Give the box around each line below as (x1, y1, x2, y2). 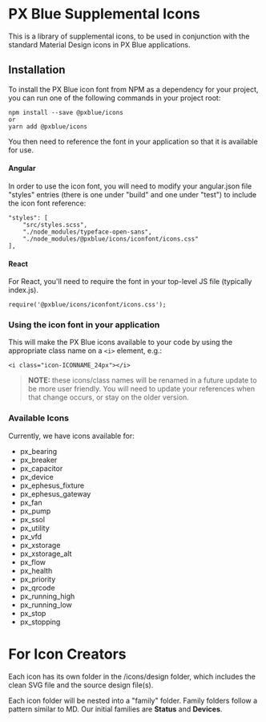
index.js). (8, 286, 38, 295)
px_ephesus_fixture (19, 481, 85, 490)
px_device (19, 472, 54, 481)
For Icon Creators (8, 645, 127, 663)
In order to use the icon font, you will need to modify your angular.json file (8, 181, 252, 191)
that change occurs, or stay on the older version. (27, 392, 190, 402)
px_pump (19, 506, 51, 516)
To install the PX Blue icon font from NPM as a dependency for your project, (8, 84, 259, 94)
